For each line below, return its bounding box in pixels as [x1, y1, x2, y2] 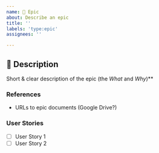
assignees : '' [6, 31, 42, 37]
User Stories [6, 119, 44, 128]
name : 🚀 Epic [6, 8, 39, 15]
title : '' [6, 20, 31, 26]
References [6, 90, 41, 99]
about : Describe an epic [6, 15, 69, 21]
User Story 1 [15, 132, 46, 140]
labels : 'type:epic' [6, 25, 59, 32]
